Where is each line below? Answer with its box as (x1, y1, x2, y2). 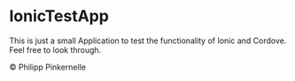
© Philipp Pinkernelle (9, 62, 87, 72)
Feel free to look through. (9, 44, 102, 55)
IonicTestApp (9, 6, 109, 26)
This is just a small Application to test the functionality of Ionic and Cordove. (9, 35, 287, 46)
